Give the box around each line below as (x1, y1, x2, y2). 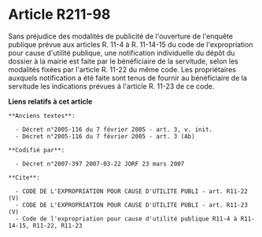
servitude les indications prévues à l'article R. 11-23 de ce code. (8, 81, 215, 91)
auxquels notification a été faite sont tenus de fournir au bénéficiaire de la (8, 73, 248, 82)
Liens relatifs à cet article (8, 97, 93, 106)
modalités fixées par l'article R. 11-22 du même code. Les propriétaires (8, 64, 236, 74)
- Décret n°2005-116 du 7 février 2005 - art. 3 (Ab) (15, 132, 195, 140)
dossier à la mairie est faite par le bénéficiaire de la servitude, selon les (8, 57, 238, 66)
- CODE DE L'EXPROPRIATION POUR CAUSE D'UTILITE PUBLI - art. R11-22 (15, 187, 248, 195)
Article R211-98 (8, 5, 111, 24)
